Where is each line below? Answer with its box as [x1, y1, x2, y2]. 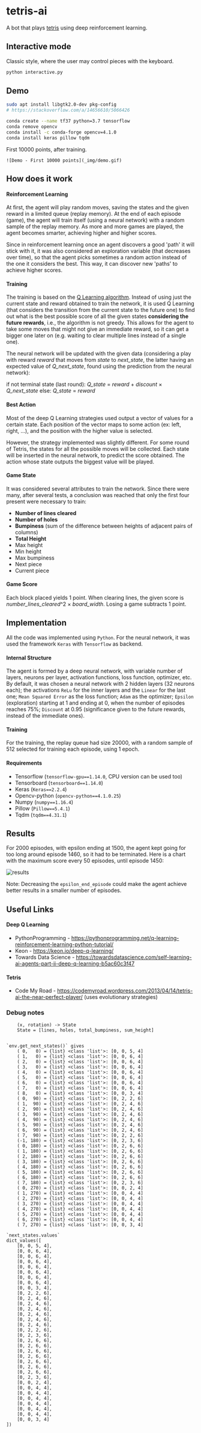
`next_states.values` [6, 1232, 61, 1239]
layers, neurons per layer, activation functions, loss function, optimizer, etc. [6, 674, 192, 681]
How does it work [6, 174, 73, 184]
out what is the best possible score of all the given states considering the [6, 313, 189, 320]
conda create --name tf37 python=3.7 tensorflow [6, 118, 130, 124]
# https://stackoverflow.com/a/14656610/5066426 [6, 107, 130, 114]
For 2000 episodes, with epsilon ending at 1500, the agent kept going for [6, 845, 186, 852]
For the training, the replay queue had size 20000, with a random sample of [6, 739, 193, 747]
